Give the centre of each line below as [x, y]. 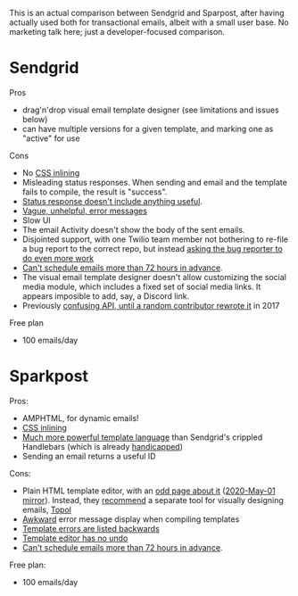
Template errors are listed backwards [91, 528]
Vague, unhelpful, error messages [84, 211]
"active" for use [51, 138]
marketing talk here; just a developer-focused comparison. [117, 32]
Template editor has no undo [75, 538]
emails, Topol [46, 509]
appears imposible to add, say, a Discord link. [106, 296]
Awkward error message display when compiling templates [131, 519]
